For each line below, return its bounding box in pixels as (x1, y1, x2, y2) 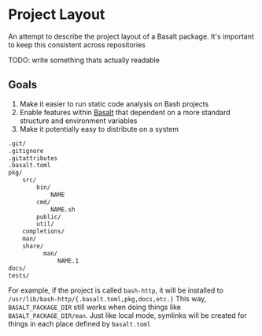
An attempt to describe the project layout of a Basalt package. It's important (8, 32, 254, 41)
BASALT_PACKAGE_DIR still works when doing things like (8, 302, 181, 312)
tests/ (8, 271, 30, 279)
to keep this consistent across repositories (8, 39, 146, 49)
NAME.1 (57, 256, 79, 265)
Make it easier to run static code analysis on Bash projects (19, 99, 209, 108)
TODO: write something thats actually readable (8, 55, 160, 65)
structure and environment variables (19, 116, 138, 125)
